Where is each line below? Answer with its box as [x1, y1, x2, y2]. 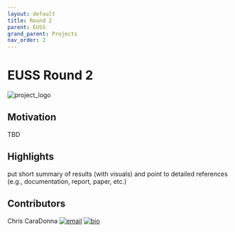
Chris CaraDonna [7, 216, 58, 225]
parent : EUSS [7, 23, 46, 31]
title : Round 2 [7, 17, 53, 24]
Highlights [7, 150, 55, 163]
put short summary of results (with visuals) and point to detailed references [7, 170, 229, 178]
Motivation [7, 111, 57, 123]
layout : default [7, 10, 55, 18]
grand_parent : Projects [7, 30, 78, 38]
